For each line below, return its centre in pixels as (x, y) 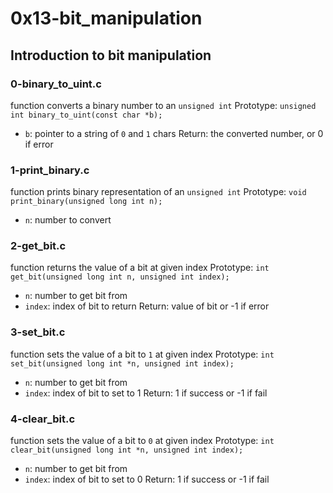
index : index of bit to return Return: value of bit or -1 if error (147, 306)
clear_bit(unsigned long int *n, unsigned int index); (127, 450)
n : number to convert (68, 220)
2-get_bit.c (38, 246)
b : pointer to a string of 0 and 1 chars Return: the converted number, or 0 (174, 133)
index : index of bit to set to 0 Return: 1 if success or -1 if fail (147, 479)
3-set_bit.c (38, 332)
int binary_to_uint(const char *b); (86, 115)
